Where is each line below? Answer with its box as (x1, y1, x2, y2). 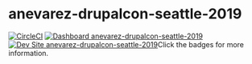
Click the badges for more (157, 39, 244, 49)
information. (8, 48, 49, 58)
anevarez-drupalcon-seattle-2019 (8, 5, 242, 23)
